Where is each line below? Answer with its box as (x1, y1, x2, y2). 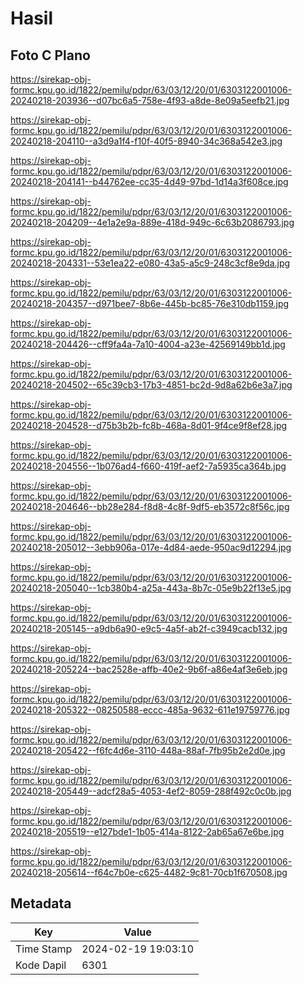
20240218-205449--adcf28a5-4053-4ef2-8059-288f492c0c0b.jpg (10, 785, 292, 797)
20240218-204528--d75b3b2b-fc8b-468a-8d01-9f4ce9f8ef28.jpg (10, 420, 288, 431)
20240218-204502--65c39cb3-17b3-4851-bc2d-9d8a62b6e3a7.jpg (10, 379, 293, 391)
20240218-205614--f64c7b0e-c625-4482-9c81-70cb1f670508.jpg (10, 867, 288, 878)
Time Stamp (15, 942, 73, 956)
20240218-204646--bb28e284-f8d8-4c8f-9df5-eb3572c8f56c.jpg (10, 501, 290, 512)
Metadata (10, 895, 72, 912)
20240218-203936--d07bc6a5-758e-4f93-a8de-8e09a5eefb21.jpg (10, 95, 290, 106)
